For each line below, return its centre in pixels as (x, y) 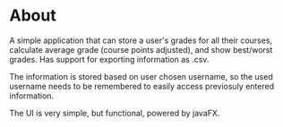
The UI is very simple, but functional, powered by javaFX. (115, 113)
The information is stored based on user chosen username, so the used (141, 76)
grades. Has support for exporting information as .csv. (109, 59)
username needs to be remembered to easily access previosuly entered (142, 86)
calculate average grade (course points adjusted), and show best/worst (141, 49)
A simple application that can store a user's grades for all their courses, (141, 40)
